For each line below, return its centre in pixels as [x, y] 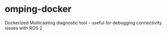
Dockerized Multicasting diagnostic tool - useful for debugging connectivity [83, 23]
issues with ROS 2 [23, 28]
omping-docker [38, 9]
